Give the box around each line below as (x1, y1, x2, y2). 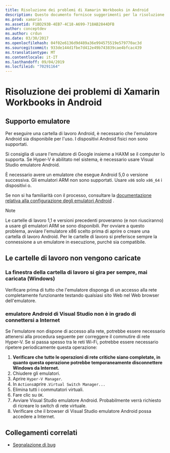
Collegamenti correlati (5, 428, 78, 437)
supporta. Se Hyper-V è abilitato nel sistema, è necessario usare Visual (5, 156, 154, 163)
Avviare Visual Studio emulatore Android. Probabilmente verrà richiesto (12, 397, 161, 404)
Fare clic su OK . (12, 392, 44, 398)
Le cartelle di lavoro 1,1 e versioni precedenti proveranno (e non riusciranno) (5, 217, 164, 223)
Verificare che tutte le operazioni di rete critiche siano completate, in (12, 354, 161, 361)
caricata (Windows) (5, 275, 55, 282)
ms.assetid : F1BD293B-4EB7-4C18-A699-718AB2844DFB (5, 21, 115, 27)
